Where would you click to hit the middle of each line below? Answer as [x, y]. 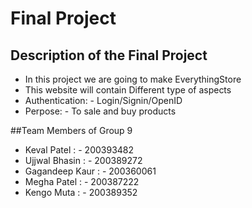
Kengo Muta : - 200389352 [81, 192]
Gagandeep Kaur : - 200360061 [90, 171]
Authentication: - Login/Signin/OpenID [103, 100]
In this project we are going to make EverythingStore [133, 79]
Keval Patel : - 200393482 [79, 150]
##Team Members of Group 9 [71, 130]
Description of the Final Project [109, 55]
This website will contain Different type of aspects [128, 90]
